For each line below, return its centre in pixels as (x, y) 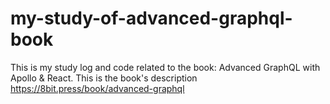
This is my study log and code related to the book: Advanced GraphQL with (165, 67)
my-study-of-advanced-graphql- (151, 18)
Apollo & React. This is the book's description (104, 78)
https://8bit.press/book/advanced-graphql (97, 88)
